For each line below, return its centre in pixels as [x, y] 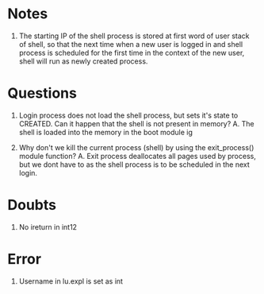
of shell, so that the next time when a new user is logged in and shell [131, 44]
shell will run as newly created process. [83, 61]
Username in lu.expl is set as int [71, 281]
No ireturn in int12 [48, 226]
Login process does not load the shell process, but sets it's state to [128, 115]
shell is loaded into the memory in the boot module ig [106, 132]
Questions [42, 93]
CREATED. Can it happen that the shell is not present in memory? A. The [136, 123]
